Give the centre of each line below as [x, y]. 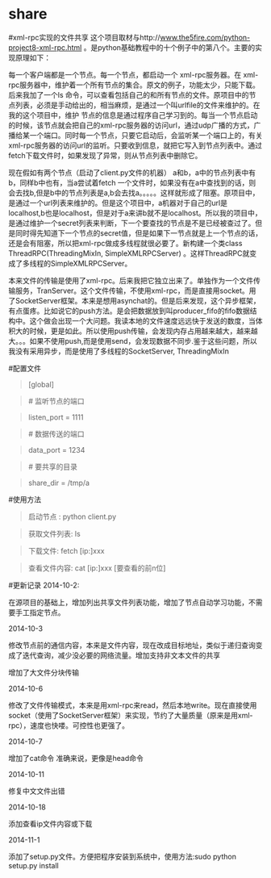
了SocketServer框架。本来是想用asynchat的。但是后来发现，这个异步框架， [134, 300]
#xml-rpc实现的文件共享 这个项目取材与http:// [84, 37]
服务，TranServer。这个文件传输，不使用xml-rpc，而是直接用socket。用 [135, 291]
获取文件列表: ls [54, 533]
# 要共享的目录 [53, 466]
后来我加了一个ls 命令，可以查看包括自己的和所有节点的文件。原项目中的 [129, 94]
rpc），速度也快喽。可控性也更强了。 [69, 725]
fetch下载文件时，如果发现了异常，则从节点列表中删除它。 [105, 155]
